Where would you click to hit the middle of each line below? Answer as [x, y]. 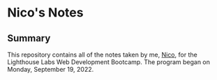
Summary [29, 38]
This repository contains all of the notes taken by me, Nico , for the [102, 54]
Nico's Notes [45, 13]
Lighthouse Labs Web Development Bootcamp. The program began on [109, 62]
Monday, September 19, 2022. [51, 69]
